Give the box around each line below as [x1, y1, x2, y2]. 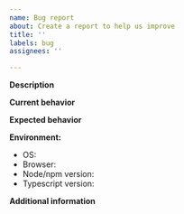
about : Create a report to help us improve [9, 22, 176, 31]
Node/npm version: [22, 169, 95, 180]
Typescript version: [22, 178, 95, 190]
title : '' [9, 30, 47, 39]
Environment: [9, 132, 61, 143]
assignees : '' [9, 47, 63, 56]
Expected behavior [9, 115, 82, 126]
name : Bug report [9, 13, 75, 23]
